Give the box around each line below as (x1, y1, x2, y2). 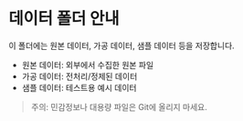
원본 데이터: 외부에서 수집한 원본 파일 (21, 59, 154, 70)
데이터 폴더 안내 (8, 8, 120, 29)
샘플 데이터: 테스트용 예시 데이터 (21, 82, 137, 93)
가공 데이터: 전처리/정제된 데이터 (21, 70, 138, 82)
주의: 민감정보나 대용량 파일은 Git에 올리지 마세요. (30, 101, 207, 112)
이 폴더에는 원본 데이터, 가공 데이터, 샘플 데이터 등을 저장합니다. (8, 40, 235, 51)
